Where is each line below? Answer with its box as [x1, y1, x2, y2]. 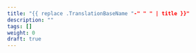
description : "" [7, 17, 54, 23]
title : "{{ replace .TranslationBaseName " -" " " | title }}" [7, 10, 190, 17]
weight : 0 [7, 29, 36, 36]
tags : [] [7, 23, 32, 30]
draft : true [7, 36, 41, 43]
